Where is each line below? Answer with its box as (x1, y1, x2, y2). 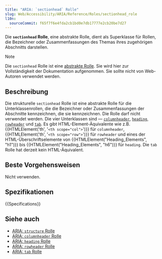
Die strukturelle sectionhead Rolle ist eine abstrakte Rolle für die (5, 101, 132, 106)
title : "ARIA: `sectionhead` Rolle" (5, 7, 79, 12)
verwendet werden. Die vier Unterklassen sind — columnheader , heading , (5, 116, 149, 122)
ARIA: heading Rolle (12, 238, 51, 244)
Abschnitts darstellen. (5, 44, 48, 50)
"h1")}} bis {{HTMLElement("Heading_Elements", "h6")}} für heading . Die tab (5, 142, 157, 148)
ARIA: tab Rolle (12, 248, 42, 254)
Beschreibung (5, 87, 48, 96)
